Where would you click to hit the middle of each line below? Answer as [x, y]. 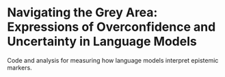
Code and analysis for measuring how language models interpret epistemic [113, 60]
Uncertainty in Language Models [102, 42]
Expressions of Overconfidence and [111, 27]
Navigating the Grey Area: [82, 13]
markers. [19, 67]
